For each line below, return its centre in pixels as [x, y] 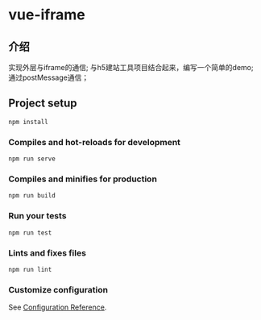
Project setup [43, 104]
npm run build [32, 196]
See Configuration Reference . [58, 307]
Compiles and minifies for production [83, 179]
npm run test [30, 233]
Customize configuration [58, 289]
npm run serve [32, 159]
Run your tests [37, 216]
